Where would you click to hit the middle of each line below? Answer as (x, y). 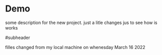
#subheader (18, 37)
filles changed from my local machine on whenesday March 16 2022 (75, 47)
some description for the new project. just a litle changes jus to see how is (81, 22)
